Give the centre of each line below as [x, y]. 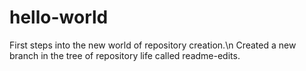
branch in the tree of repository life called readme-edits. [125, 55]
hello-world [59, 17]
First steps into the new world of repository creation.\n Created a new [153, 45]
